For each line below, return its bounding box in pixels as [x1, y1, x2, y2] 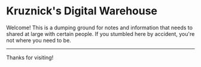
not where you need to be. [6, 36, 72, 44]
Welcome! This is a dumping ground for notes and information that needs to [6, 24, 193, 31]
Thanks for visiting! [6, 54, 54, 61]
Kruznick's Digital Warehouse [6, 4, 157, 18]
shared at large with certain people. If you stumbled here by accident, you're [6, 30, 195, 37]
